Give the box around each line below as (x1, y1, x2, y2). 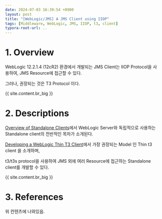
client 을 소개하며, (5, 148, 40, 153)
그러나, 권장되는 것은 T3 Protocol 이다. (5, 81, 81, 87)
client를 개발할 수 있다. (5, 164, 49, 170)
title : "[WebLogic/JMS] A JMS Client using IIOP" (5, 16, 110, 21)
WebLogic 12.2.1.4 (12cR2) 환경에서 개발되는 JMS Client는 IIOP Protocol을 (5, 64, 152, 70)
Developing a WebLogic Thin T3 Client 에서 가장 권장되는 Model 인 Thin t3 (5, 141, 152, 147)
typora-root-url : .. (5, 26, 48, 31)
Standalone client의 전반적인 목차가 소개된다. (5, 131, 93, 136)
